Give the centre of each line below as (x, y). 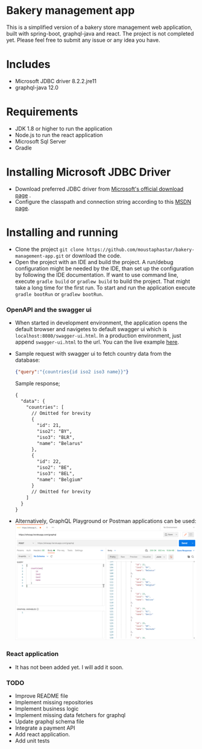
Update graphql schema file (49, 722)
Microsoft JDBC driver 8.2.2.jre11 (56, 81)
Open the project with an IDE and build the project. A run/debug (94, 262)
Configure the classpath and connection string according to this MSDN (103, 201)
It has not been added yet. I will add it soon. (69, 667)
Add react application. (43, 735)
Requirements (42, 112)
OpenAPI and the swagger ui (49, 309)
